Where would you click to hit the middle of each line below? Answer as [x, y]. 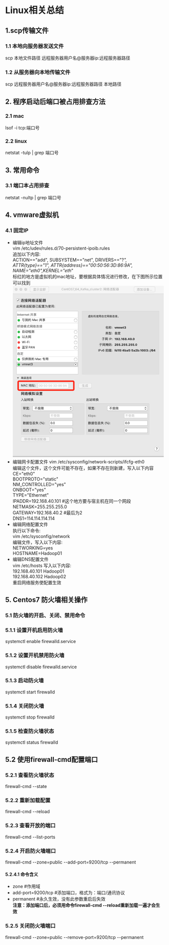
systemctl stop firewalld [30, 717]
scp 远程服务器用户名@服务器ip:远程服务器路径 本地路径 [63, 84]
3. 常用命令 [22, 170]
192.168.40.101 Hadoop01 [38, 571]
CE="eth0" [24, 474]
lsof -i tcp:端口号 [23, 128]
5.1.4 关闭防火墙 [25, 706]
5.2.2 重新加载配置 [28, 801]
